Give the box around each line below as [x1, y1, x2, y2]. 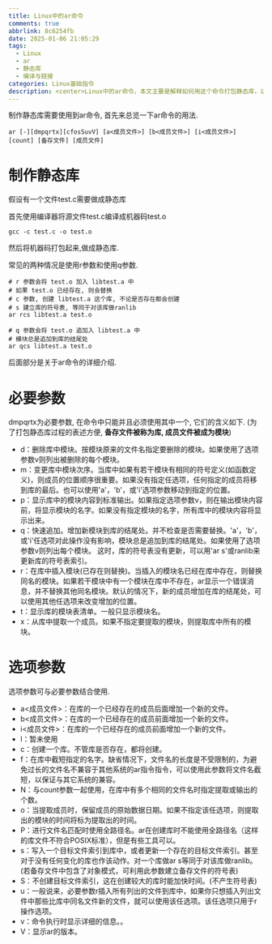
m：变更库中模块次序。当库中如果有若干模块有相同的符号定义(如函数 [19, 465, 249, 475]
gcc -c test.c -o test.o [8, 228, 92, 236]
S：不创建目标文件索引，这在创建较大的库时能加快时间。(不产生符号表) [19, 876, 257, 886]
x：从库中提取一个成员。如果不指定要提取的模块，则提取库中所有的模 [19, 617, 252, 626]
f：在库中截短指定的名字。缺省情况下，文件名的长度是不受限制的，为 [19, 754, 250, 764]
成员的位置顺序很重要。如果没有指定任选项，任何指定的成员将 [44, 475, 250, 485]
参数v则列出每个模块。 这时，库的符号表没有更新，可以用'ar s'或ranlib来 [19, 546, 261, 556]
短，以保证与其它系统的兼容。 [19, 775, 120, 784]
